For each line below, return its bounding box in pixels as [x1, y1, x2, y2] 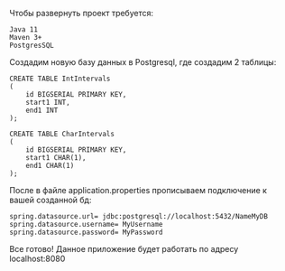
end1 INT [25, 106, 59, 115]
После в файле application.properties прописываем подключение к [9, 185, 268, 195]
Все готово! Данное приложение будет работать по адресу [9, 244, 239, 254]
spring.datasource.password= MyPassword [9, 228, 164, 237]
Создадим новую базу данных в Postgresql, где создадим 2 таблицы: [9, 57, 277, 67]
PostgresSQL [9, 41, 54, 50]
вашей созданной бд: [9, 194, 92, 205]
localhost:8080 [9, 253, 66, 264]
